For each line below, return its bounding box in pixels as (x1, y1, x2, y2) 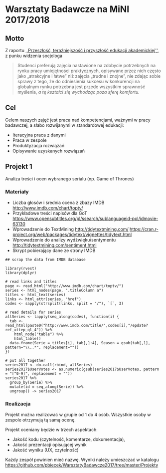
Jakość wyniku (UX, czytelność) (12, 447, 79, 453)
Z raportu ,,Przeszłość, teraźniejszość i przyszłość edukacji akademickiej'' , (5, 48, 159, 53)
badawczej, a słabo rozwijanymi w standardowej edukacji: (5, 122, 124, 128)
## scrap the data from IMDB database (5, 257, 86, 262)
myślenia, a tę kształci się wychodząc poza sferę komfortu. (17, 89, 140, 95)
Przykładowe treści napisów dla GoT (12, 210, 87, 216)
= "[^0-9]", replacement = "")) (5, 371, 72, 376)
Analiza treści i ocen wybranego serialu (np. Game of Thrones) (5, 175, 134, 181)
